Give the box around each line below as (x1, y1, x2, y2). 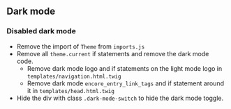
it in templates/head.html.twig (27, 86, 114, 94)
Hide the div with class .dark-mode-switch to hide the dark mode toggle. (16, 94, 224, 102)
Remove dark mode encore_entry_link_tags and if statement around (27, 79, 225, 87)
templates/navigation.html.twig (27, 73, 121, 80)
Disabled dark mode (6, 26, 76, 36)
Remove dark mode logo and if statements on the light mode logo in (27, 64, 223, 72)
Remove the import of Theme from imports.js (16, 42, 145, 51)
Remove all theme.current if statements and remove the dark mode (16, 49, 209, 58)
